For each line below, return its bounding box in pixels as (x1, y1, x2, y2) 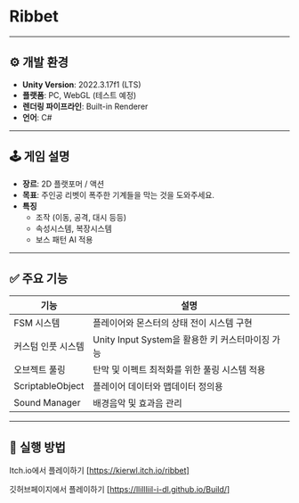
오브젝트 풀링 (13, 364, 66, 376)
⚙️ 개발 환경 (9, 55, 69, 70)
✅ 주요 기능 (9, 270, 69, 286)
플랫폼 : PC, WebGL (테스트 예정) (21, 89, 137, 100)
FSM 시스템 (13, 317, 61, 329)
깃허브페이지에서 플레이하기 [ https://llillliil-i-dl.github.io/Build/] (9, 484, 230, 495)
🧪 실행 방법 (9, 440, 67, 455)
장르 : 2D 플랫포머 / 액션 (21, 178, 105, 189)
